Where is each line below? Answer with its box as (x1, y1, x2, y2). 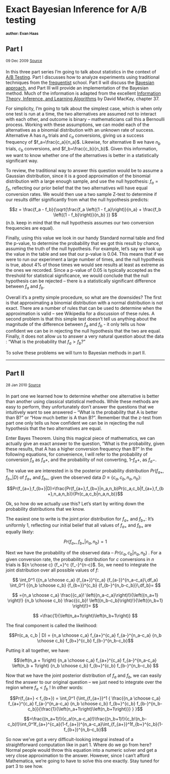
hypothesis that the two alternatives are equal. (6, 425, 102, 431)
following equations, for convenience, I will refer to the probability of (6, 452, 148, 458)
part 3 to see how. (6, 763, 43, 769)
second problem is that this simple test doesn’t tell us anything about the (6, 316, 157, 322)
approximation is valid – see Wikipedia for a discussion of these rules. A (6, 310, 155, 317)
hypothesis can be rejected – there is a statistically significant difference (6, 278, 156, 284)
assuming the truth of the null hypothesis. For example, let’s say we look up (6, 246, 162, 252)
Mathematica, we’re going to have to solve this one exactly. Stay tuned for (6, 758, 159, 764)
